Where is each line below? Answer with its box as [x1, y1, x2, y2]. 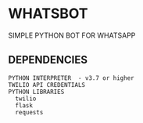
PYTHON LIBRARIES [8, 88, 65, 96]
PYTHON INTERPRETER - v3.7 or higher [8, 74, 134, 82]
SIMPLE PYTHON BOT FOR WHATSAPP [8, 31, 136, 40]
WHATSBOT [8, 5, 88, 23]
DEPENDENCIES [8, 53, 88, 67]
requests [15, 108, 44, 116]
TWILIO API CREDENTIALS [8, 81, 86, 89]
